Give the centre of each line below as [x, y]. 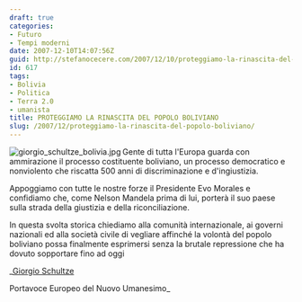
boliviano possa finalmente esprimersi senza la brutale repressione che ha [147, 244]
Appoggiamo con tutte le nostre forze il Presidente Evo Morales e [130, 188]
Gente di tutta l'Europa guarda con [186, 152]
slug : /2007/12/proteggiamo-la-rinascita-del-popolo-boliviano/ [132, 127]
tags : [19, 76]
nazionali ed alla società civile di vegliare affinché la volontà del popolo [141, 234]
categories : [31, 26]
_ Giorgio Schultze [42, 271]
